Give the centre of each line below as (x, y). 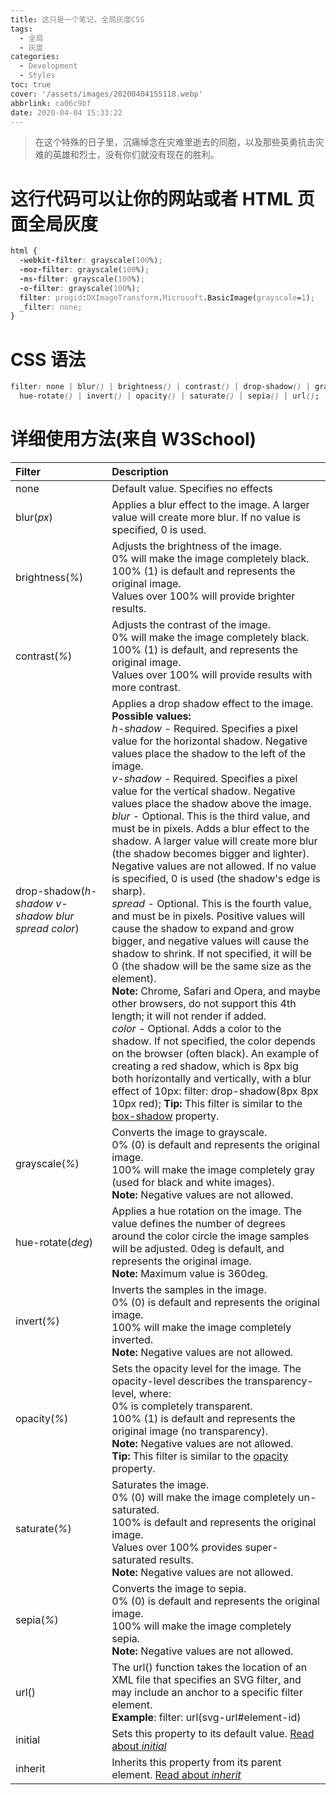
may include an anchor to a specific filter (207, 1692)
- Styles (37, 76)
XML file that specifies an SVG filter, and (206, 1679)
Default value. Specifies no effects (192, 488)
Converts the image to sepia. (179, 1588)
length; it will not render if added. (189, 1016)
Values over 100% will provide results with (212, 674)
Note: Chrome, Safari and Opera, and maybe (216, 991)
